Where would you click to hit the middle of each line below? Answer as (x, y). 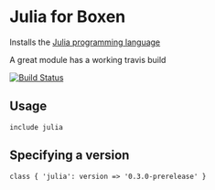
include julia (37, 127)
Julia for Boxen (68, 17)
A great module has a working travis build (88, 59)
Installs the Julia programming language (85, 42)
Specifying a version (70, 156)
